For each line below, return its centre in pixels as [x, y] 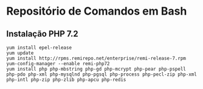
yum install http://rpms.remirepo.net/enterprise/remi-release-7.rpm [96, 59]
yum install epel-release [39, 48]
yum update [20, 53]
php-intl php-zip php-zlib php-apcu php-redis [66, 80]
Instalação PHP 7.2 [42, 34]
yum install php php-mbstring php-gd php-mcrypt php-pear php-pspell [96, 69]
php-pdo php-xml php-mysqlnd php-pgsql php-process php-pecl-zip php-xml [102, 74]
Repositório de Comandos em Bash [97, 11]
